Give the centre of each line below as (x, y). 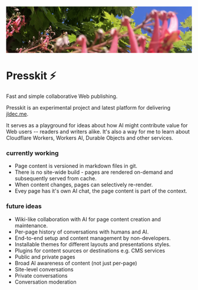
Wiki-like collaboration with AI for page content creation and (88, 219)
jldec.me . (17, 114)
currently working (32, 153)
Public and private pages (45, 256)
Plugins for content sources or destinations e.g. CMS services (90, 251)
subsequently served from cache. (56, 179)
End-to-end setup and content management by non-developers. (93, 238)
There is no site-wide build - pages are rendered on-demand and (94, 172)
